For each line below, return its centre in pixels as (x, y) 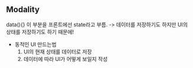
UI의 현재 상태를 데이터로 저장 (58, 52)
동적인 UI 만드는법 (36, 44)
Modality (23, 10)
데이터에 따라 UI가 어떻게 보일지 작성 (66, 59)
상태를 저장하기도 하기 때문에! (40, 32)
